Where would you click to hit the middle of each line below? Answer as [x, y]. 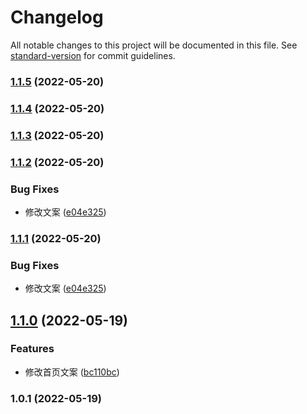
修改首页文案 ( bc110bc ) [72, 372]
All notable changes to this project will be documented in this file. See [154, 45]
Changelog [57, 17]
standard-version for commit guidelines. [93, 55]
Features [32, 349]
